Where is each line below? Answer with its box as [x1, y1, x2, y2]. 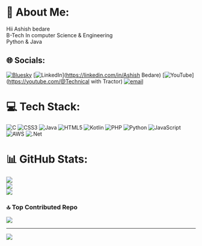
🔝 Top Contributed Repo [6, 203, 78, 211]
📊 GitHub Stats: [6, 152, 88, 166]
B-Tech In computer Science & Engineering [6, 31, 113, 38]
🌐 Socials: [6, 55, 46, 65]
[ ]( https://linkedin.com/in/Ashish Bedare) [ [32, 71, 165, 79]
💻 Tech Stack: [6, 100, 81, 113]
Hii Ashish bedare [6, 25, 50, 32]
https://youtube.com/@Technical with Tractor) [8, 77, 123, 85]
